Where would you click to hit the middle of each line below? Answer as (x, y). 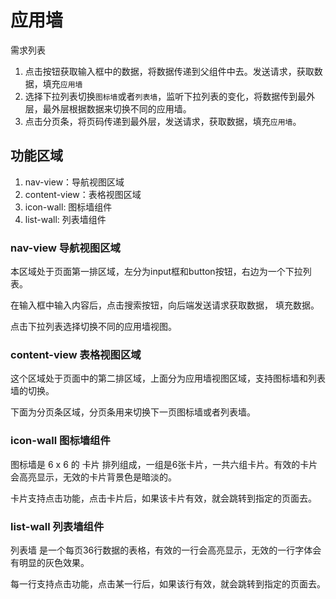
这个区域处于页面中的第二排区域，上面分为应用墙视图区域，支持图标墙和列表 (168, 378)
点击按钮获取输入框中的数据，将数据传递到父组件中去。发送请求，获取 (169, 71)
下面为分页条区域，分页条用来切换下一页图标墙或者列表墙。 (133, 412)
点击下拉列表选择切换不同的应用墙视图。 (93, 327)
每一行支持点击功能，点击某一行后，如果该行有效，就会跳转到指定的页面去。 (168, 583)
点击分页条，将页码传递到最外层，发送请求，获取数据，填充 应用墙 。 (163, 121)
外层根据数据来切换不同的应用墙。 (121, 108)
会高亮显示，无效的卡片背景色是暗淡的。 (93, 477)
